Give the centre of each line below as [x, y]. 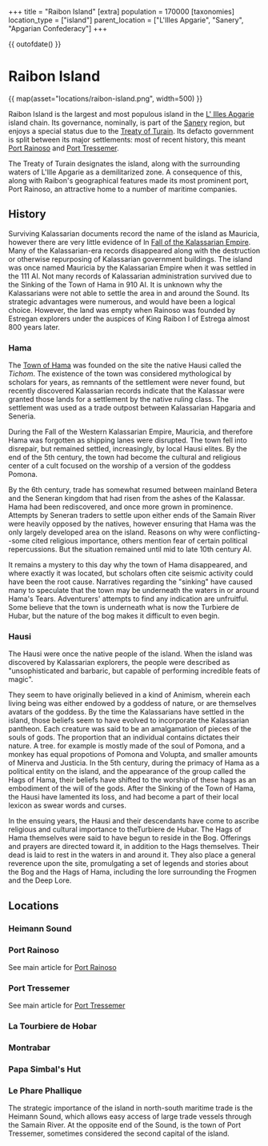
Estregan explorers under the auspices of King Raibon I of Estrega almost [129, 319]
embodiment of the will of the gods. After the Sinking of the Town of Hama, [132, 788]
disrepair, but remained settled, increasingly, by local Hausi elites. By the [128, 449]
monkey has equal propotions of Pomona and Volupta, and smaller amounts [133, 755]
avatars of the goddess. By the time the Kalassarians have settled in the [126, 712]
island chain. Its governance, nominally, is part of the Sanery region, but [127, 122]
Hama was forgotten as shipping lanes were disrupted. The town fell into [128, 440]
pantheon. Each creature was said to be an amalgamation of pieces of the [130, 729]
